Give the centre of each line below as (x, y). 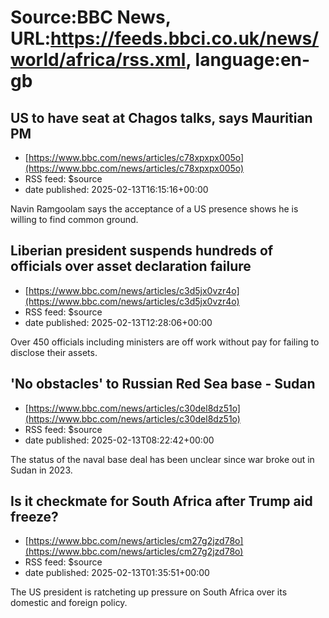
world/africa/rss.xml (98, 60)
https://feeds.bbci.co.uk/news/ (185, 38)
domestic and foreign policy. (69, 603)
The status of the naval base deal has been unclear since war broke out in (162, 459)
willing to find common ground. (74, 219)
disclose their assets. (54, 352)
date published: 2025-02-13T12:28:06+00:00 (118, 322)
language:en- (252, 60)
